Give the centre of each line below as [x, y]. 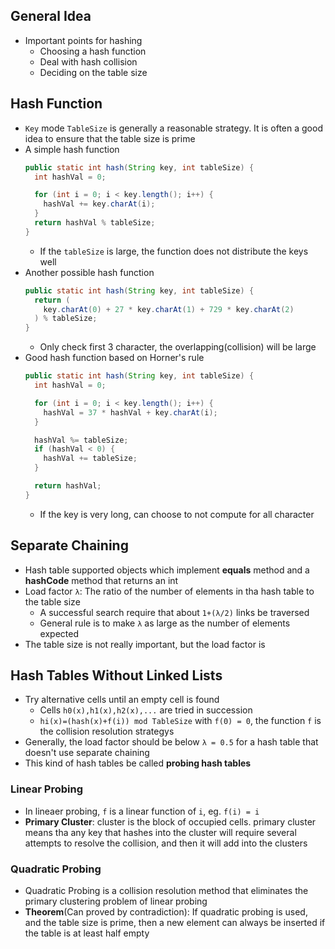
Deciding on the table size [93, 72]
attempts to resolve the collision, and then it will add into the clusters [166, 843]
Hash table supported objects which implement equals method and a [167, 570]
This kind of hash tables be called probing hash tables [138, 763]
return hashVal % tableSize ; [95, 223]
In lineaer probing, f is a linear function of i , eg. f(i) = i [142, 811]
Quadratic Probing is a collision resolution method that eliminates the [166, 890]
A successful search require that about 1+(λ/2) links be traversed [174, 612]
